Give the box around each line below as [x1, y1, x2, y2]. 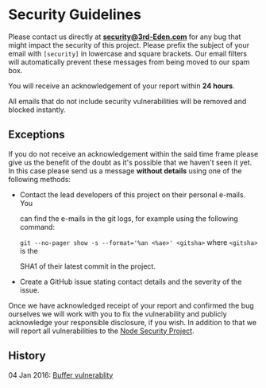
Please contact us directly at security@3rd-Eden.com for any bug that [8, 32, 241, 41]
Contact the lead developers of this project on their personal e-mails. [19, 189, 246, 200]
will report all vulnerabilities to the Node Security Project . [8, 326, 195, 336]
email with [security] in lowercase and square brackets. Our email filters [8, 48, 248, 58]
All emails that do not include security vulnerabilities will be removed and [8, 96, 247, 106]
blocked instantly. [8, 105, 66, 114]
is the [19, 246, 38, 255]
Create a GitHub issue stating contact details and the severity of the [19, 277, 242, 286]
